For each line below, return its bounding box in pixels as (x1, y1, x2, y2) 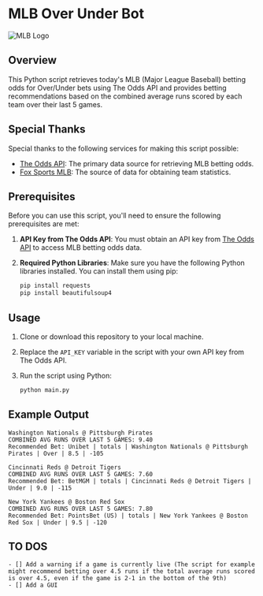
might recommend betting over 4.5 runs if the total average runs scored (8, 568, 256, 576)
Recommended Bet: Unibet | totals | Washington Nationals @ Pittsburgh (8, 442, 248, 450)
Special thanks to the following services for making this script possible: (8, 143, 239, 153)
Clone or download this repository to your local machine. (19, 332, 204, 341)
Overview (8, 54, 57, 67)
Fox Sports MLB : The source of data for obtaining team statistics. (19, 167, 232, 177)
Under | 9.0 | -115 (8, 484, 72, 492)
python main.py (19, 386, 70, 394)
